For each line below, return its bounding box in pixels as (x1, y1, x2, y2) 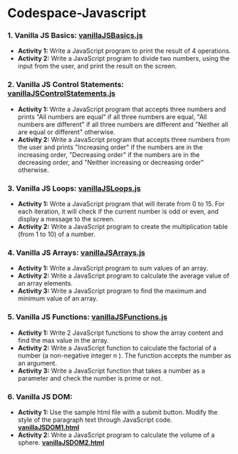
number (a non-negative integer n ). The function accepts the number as (17, 351, 232, 360)
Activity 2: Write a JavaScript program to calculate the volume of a (17, 430, 215, 439)
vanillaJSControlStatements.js (7, 89, 116, 99)
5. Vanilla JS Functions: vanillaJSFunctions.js (7, 312, 167, 322)
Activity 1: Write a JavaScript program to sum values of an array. (17, 264, 209, 273)
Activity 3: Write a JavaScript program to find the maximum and (17, 287, 207, 296)
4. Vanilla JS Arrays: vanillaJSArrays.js (7, 248, 145, 258)
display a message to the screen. (17, 215, 115, 223)
